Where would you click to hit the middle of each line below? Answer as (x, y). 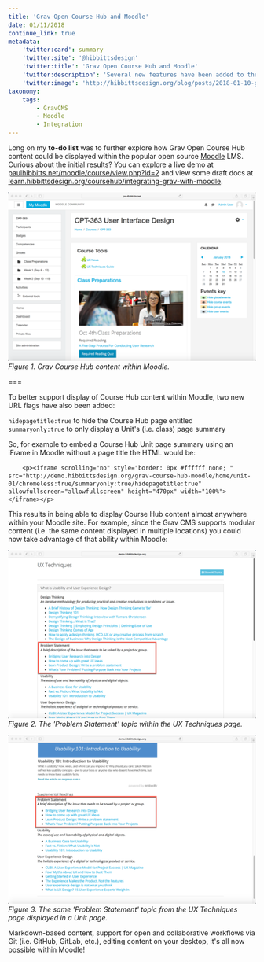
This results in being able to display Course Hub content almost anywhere (128, 514)
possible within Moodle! (47, 949)
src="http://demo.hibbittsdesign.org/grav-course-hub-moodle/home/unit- (130, 476)
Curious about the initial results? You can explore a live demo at (111, 164)
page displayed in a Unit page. (58, 917)
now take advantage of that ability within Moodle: (88, 539)
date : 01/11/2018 (37, 25)
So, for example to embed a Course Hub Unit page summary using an (121, 444)
